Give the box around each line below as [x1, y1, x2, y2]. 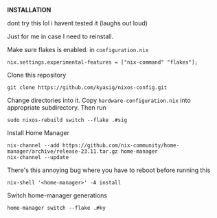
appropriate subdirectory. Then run [7, 104, 106, 112]
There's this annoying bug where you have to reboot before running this [7, 166, 211, 174]
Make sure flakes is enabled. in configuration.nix [7, 46, 149, 53]
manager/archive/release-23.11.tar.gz [7, 148, 118, 155]
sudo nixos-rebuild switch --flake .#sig [7, 117, 128, 123]
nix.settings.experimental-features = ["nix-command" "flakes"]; [7, 59, 198, 66]
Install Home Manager [7, 129, 70, 136]
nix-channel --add [7, 142, 60, 149]
